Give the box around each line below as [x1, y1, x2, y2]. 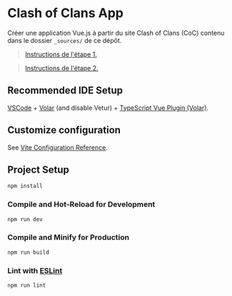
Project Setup [7, 163, 70, 175]
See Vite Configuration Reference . [7, 143, 109, 151]
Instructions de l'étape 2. [24, 63, 99, 72]
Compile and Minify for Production [7, 233, 130, 243]
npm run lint [7, 282, 46, 289]
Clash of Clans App [7, 5, 123, 21]
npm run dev [7, 215, 43, 223]
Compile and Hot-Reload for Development [7, 200, 156, 210]
